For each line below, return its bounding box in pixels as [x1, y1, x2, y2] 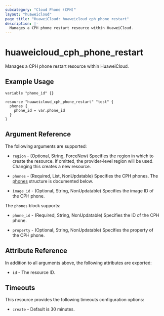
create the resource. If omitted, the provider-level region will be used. [12, 158, 154, 164]
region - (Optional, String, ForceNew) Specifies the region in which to [12, 153, 154, 159]
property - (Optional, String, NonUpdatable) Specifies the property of [12, 227, 154, 233]
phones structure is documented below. [12, 178, 93, 184]
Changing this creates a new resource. [12, 163, 91, 169]
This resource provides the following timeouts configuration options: [5, 297, 144, 303]
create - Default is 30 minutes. [12, 306, 75, 312]
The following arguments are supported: [5, 143, 87, 149]
